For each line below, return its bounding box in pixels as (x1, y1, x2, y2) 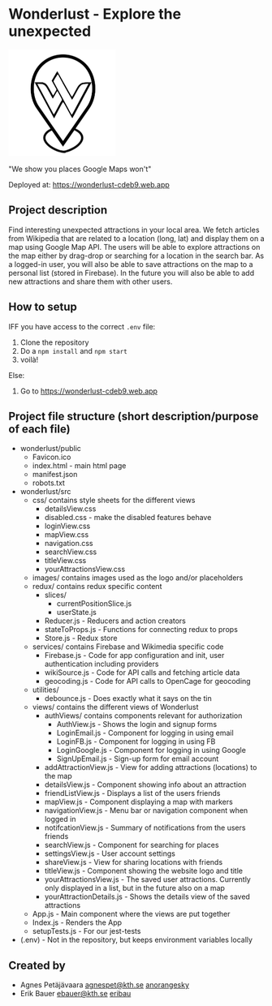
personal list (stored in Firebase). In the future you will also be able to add (8, 268, 254, 277)
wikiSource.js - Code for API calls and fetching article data (44, 668, 240, 677)
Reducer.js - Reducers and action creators (44, 616, 187, 626)
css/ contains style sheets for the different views (32, 496, 196, 505)
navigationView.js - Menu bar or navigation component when (44, 806, 248, 815)
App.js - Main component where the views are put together (32, 909, 231, 919)
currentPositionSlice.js (56, 599, 132, 608)
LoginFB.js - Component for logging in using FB (56, 737, 216, 746)
